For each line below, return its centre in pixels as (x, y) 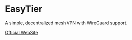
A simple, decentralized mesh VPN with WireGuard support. (66, 23)
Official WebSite (22, 32)
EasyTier (24, 9)
